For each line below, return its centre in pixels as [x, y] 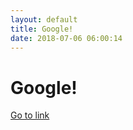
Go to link [30, 115]
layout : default [44, 19]
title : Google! [42, 29]
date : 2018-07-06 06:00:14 [66, 38]
